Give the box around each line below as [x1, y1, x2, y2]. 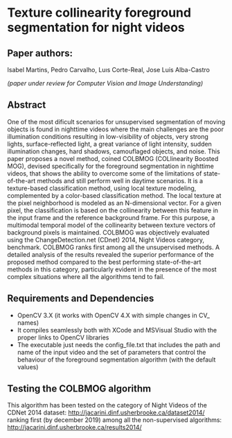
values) [17, 362, 39, 371]
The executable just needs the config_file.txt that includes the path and [17, 340, 220, 348]
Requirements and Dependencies [7, 293, 154, 305]
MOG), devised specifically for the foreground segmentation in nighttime [7, 162, 215, 170]
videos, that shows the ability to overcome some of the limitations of [7, 169, 202, 178]
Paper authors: [7, 47, 73, 59]
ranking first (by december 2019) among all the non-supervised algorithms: [7, 416, 222, 424]
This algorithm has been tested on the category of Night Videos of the [7, 401, 208, 410]
